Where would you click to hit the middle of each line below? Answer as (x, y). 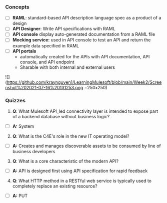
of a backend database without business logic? (61, 116)
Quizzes (15, 100)
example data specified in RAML (45, 45)
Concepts (17, 7)
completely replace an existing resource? (55, 186)
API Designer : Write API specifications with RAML (64, 29)
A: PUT (20, 196)
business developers (34, 152)
